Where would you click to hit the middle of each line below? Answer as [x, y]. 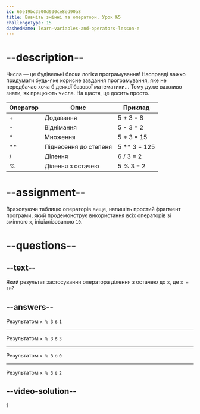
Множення [60, 137]
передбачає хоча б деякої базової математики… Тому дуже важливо [94, 87]
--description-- [45, 58]
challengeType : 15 [29, 23]
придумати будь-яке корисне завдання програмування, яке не [86, 80]
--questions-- [41, 246]
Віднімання [61, 127]
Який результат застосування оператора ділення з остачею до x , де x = [97, 282]
